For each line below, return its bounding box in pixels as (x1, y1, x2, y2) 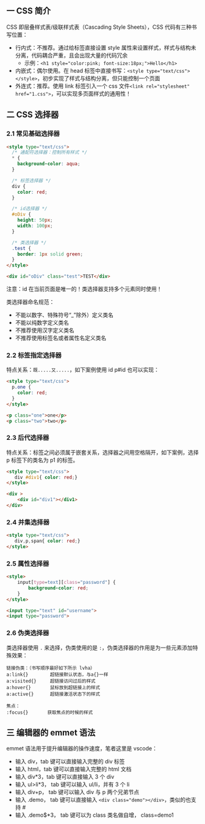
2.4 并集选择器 (6, 518, 50, 526)
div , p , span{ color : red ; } (14, 538, 81, 544)
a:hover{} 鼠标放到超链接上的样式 (6, 684, 101, 690)
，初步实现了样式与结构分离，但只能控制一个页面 (37, 74, 160, 81)
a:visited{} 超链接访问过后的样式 (6, 678, 96, 684)
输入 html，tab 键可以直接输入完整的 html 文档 (15, 765, 132, 773)
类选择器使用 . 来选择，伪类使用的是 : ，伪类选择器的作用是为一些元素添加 (6, 644, 193, 651)
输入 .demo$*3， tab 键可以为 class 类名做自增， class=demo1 (15, 811, 174, 819)
